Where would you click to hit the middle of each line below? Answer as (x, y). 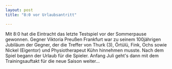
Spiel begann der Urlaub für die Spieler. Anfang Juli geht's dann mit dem (82, 55)
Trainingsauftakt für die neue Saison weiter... (53, 61)
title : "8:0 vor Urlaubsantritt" (41, 15)
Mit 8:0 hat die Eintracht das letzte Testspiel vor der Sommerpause (76, 34)
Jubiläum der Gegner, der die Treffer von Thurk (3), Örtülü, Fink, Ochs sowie (86, 44)
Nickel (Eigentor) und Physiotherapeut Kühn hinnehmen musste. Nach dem (85, 50)
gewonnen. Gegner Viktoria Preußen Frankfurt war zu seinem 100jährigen (83, 39)
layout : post (19, 10)
